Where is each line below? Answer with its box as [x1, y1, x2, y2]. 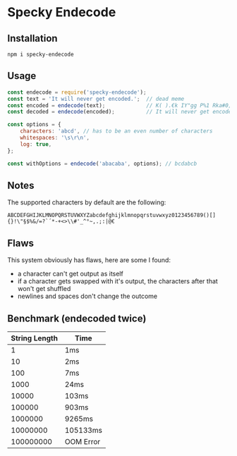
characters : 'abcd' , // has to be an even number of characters [20, 128, 213, 135]
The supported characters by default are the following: [7, 198, 166, 207]
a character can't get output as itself [17, 269, 123, 278]
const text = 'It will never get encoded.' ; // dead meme [7, 95, 185, 102]
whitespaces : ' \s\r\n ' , [20, 135, 90, 142]
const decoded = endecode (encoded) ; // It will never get [7, 109, 210, 116]
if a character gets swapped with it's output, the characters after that [17, 277, 219, 285]
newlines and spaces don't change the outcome [17, 292, 158, 300]
